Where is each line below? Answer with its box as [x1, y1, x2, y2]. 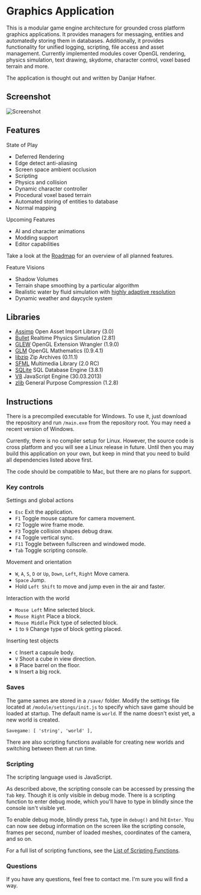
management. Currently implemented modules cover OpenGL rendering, [6, 49, 186, 57]
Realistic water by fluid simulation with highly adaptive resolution [14, 288, 176, 295]
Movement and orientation [6, 559, 72, 566]
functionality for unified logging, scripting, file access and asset [6, 43, 164, 51]
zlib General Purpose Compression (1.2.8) [14, 379, 119, 386]
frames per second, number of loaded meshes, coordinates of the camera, [6, 829, 191, 836]
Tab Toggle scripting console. [14, 547, 88, 554]
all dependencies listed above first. [6, 456, 93, 463]
